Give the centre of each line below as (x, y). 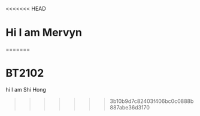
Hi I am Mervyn (44, 33)
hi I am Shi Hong (26, 89)
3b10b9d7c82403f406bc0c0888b (152, 101)
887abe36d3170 (130, 107)
